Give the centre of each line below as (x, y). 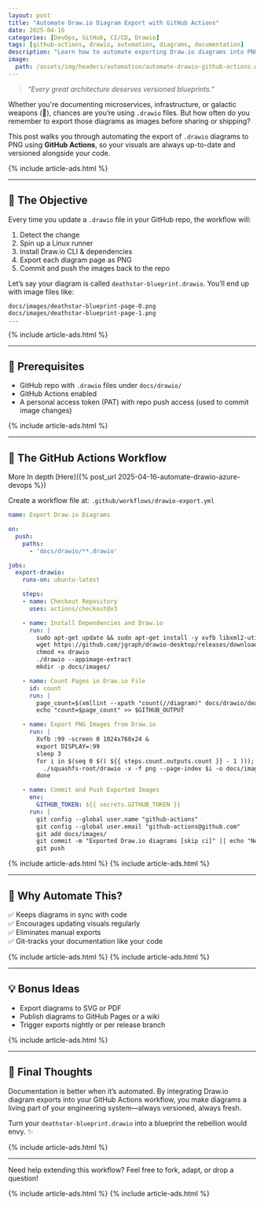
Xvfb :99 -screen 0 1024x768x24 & (93, 739)
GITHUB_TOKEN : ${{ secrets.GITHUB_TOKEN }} (108, 805)
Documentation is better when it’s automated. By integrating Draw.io (118, 1091)
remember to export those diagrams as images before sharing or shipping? (130, 121)
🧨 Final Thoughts (50, 1072)
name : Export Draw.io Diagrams (59, 515)
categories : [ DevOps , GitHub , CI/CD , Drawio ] (84, 37)
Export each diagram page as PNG (75, 260)
